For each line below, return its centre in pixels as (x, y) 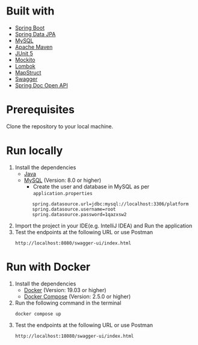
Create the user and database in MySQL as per (91, 186)
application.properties (63, 193)
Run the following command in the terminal (68, 303)
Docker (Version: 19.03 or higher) (65, 290)
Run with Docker (48, 267)
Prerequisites (41, 110)
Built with (30, 11)
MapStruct (28, 72)
